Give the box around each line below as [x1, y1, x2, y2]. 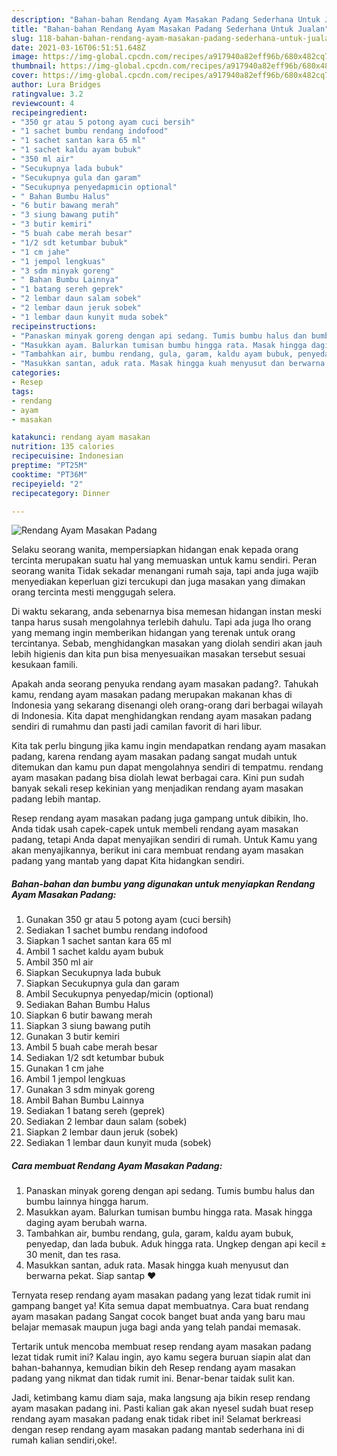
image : [11, 52, 39, 62]
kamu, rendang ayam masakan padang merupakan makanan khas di [11, 689, 293, 701]
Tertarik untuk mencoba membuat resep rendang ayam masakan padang [11, 1341, 312, 1353]
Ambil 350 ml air [25, 956, 94, 968]
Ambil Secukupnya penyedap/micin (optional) [25, 988, 214, 1000]
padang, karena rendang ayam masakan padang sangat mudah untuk [11, 751, 298, 763]
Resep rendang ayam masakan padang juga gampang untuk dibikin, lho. [11, 812, 309, 825]
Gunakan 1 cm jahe [25, 1062, 104, 1075]
